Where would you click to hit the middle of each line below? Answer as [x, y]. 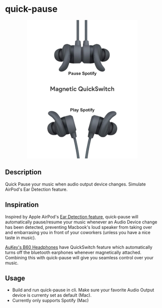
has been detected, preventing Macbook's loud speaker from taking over [79, 227]
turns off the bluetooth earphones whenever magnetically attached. [73, 252]
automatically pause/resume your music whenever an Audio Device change [81, 222]
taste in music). [21, 238]
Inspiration [22, 205]
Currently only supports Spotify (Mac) [50, 301]
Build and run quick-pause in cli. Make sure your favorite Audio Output [83, 290]
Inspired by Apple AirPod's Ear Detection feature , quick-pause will [72, 216]
